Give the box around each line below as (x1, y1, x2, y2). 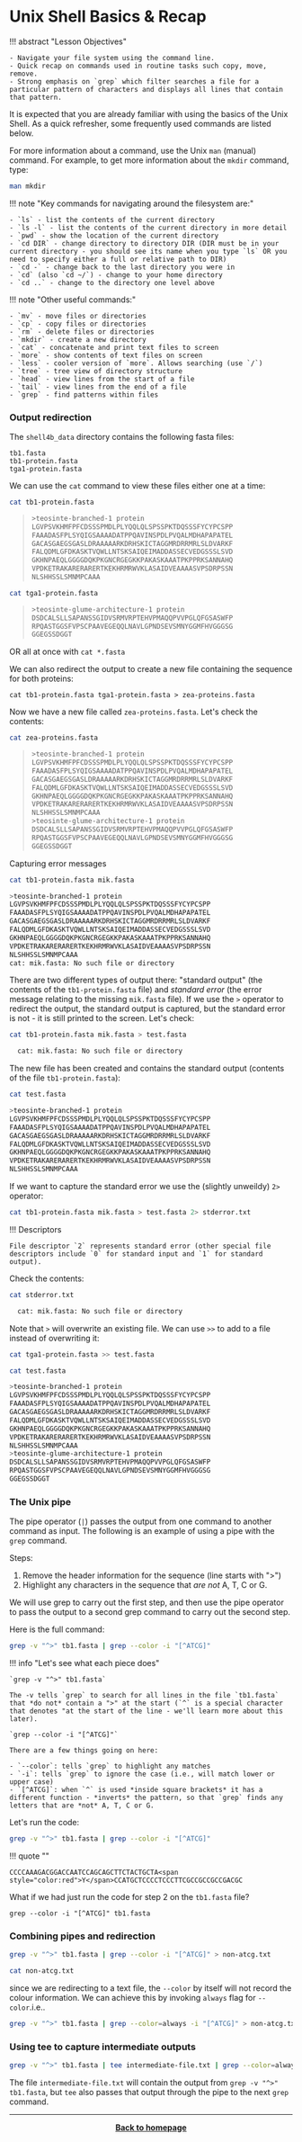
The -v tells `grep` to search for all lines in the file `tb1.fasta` (9, 1691, 280, 1700)
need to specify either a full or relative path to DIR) (9, 255, 227, 264)
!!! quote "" (9, 1851, 49, 1861)
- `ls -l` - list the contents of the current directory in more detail (9, 223, 288, 232)
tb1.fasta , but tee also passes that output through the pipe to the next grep (9, 2087, 289, 2098)
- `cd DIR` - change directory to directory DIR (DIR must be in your (9, 238, 280, 248)
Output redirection (9, 411, 93, 424)
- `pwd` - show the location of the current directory (9, 231, 219, 240)
